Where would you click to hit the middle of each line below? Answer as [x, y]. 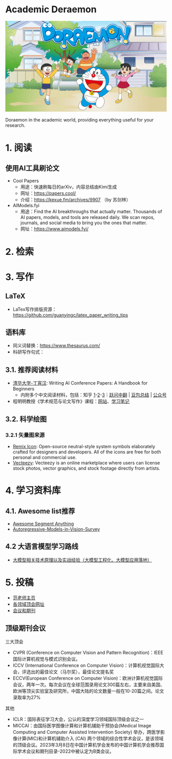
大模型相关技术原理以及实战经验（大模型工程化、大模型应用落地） [82, 560]
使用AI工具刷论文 [33, 168]
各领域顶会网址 [28, 604]
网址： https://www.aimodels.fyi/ [54, 229]
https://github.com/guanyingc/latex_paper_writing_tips [70, 315]
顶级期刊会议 [26, 628]
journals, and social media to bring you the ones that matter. [84, 223]
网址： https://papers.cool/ [48, 193]
